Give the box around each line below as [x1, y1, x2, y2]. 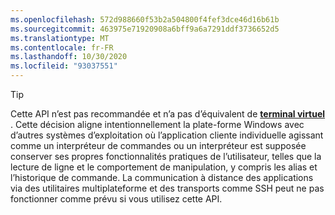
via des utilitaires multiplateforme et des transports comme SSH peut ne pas [10, 182, 325, 194]
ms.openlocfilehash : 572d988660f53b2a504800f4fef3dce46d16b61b [10, 14, 280, 25]
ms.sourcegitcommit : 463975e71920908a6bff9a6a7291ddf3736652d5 [10, 24, 280, 34]
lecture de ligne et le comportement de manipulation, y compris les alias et [10, 161, 318, 173]
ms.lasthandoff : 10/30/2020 [10, 52, 128, 62]
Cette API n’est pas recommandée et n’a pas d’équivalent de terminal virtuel [10, 108, 326, 120]
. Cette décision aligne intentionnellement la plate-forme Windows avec [10, 119, 305, 130]
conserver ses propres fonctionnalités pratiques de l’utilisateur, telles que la [10, 151, 322, 162]
